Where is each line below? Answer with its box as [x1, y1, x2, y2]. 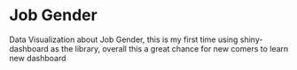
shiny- [239, 34, 263, 45]
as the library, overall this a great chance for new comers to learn [50, 43, 289, 53]
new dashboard [9, 52, 66, 63]
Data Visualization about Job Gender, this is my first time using [9, 34, 238, 45]
